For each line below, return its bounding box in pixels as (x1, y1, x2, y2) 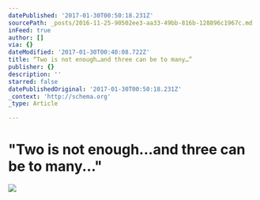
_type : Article (8, 100, 58, 108)
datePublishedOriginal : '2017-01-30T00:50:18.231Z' (8, 85, 182, 93)
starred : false (8, 77, 58, 85)
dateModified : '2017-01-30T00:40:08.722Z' (8, 48, 150, 56)
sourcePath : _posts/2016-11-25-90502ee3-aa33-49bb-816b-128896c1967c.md (8, 19, 253, 27)
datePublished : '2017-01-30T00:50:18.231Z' (8, 11, 154, 20)
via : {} (8, 41, 34, 49)
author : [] (8, 33, 44, 42)
